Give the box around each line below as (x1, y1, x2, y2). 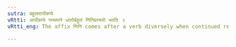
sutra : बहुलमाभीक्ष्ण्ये (7, 10, 53, 17)
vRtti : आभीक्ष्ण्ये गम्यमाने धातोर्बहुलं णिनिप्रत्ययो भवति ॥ (7, 17, 125, 23)
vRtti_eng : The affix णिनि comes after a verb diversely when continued (7, 23, 221, 30)
